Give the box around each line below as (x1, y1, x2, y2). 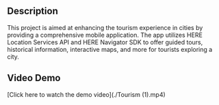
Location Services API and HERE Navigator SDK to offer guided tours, (7, 37, 203, 46)
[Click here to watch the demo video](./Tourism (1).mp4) (7, 90, 166, 98)
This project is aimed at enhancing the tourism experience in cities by (7, 23, 203, 31)
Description (7, 5, 58, 17)
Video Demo (7, 72, 61, 84)
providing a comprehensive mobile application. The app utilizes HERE (7, 31, 203, 39)
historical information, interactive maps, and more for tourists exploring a (7, 45, 213, 53)
